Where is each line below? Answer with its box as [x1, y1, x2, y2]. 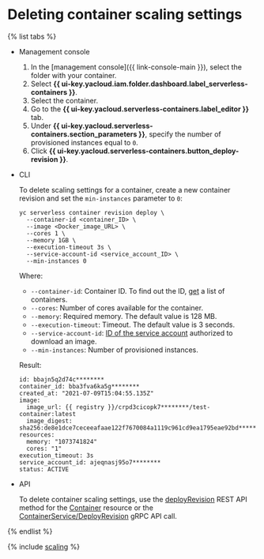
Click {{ [30, 146, 56, 156]
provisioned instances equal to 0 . [30, 137, 139, 147]
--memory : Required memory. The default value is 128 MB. [30, 311, 217, 321]
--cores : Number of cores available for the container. [30, 302, 203, 313]
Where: [18, 271, 43, 280]
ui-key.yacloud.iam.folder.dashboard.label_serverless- [61, 79, 248, 88]
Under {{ [30, 121, 60, 130]
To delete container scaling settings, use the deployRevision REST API [18, 494, 247, 504]
